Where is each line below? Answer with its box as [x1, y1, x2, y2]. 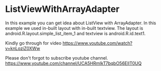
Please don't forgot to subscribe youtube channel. [5, 55, 108, 61]
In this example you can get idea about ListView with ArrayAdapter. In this [5, 20, 156, 26]
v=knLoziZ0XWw [5, 45, 40, 51]
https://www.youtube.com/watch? [62, 40, 133, 46]
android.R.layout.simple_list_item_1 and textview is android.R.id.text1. [5, 30, 146, 36]
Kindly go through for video [5, 40, 62, 46]
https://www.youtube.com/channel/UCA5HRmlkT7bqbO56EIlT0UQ [5, 60, 142, 66]
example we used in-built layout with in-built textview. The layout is [5, 25, 144, 31]
